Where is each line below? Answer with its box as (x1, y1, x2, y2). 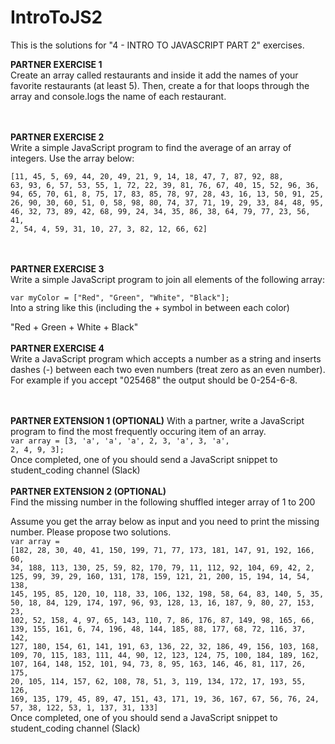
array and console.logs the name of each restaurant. (10, 90, 227, 102)
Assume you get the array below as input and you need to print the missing (10, 515, 320, 527)
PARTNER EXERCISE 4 (10, 342, 105, 354)
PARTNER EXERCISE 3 (10, 262, 105, 275)
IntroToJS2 (10, 6, 103, 29)
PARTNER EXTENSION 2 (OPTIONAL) (10, 485, 167, 497)
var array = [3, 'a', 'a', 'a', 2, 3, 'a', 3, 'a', (10, 436, 230, 446)
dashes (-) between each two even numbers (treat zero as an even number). (10, 363, 326, 375)
